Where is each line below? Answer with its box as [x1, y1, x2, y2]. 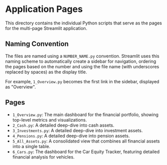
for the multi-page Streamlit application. [5, 25, 87, 31]
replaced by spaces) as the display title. [5, 69, 87, 75]
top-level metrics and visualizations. [12, 117, 87, 123]
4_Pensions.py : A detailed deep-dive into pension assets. [12, 133, 130, 139]
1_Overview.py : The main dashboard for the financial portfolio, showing [12, 111, 159, 118]
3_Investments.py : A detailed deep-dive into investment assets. [12, 127, 143, 133]
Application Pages [5, 3, 83, 15]
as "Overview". [5, 84, 36, 90]
